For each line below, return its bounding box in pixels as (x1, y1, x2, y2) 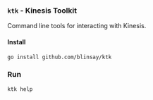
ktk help (7, 85, 33, 93)
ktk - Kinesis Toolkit (7, 6, 78, 15)
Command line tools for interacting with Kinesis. (7, 22, 147, 30)
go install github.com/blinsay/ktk (7, 54, 112, 61)
